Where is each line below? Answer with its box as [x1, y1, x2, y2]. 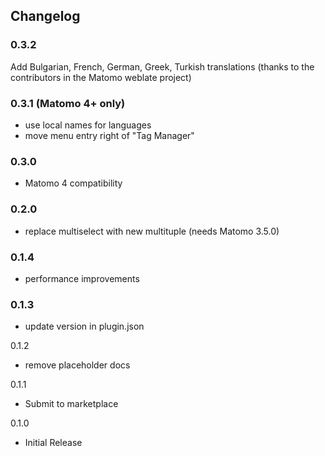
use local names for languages [24, 119, 152, 131]
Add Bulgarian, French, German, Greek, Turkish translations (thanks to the [10, 60, 315, 73]
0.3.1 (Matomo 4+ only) [10, 96, 126, 110]
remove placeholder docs [24, 359, 131, 371]
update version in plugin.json [24, 320, 145, 333]
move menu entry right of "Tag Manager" [24, 129, 195, 141]
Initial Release [24, 437, 83, 449]
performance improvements [24, 272, 140, 284]
